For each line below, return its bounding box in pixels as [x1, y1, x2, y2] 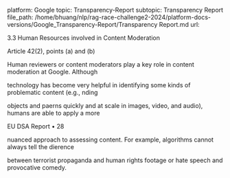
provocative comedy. [7, 164, 67, 171]
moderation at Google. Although [7, 68, 98, 76]
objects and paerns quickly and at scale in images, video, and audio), [7, 102, 203, 109]
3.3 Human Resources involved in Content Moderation [7, 34, 160, 42]
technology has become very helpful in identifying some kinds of [7, 81, 191, 89]
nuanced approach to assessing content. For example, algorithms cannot [7, 135, 214, 144]
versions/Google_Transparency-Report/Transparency [7, 21, 158, 28]
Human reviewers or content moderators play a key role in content [7, 60, 194, 68]
